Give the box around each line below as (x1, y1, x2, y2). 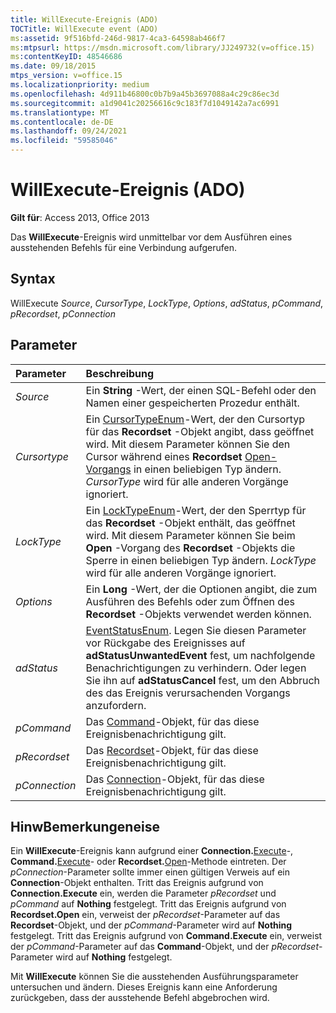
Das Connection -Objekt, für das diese (85, 772, 265, 786)
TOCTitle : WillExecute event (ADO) (10, 24, 159, 34)
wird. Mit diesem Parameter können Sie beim (85, 528, 296, 542)
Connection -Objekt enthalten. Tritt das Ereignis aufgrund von (10, 877, 264, 889)
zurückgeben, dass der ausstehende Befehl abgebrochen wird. (10, 992, 270, 1004)
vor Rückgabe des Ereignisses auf (85, 636, 246, 650)
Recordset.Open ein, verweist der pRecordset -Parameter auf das (10, 909, 281, 921)
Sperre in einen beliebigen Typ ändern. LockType (85, 553, 317, 567)
